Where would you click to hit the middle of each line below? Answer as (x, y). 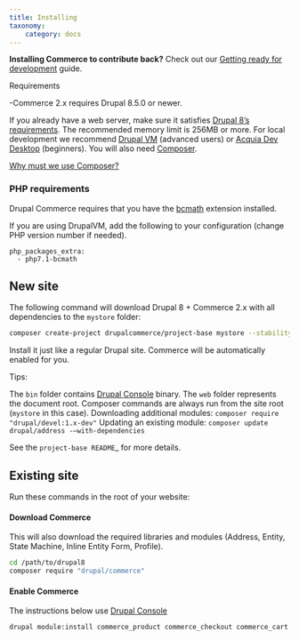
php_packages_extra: (48, 251)
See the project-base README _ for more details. (95, 448)
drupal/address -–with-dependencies (77, 431)
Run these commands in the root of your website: (100, 497)
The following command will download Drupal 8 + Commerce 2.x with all (142, 308)
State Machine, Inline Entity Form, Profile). (86, 547)
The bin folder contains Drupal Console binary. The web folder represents (143, 394)
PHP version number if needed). (68, 235)
